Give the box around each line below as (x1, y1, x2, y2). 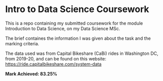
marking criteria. (5, 40, 39, 46)
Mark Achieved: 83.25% (5, 70, 58, 76)
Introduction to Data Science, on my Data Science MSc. (5, 25, 121, 31)
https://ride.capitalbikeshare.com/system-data (5, 61, 102, 67)
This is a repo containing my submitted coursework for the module (5, 20, 143, 26)
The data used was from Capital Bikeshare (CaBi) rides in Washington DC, (5, 50, 158, 56)
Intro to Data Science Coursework (5, 4, 149, 15)
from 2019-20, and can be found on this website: (5, 55, 107, 61)
